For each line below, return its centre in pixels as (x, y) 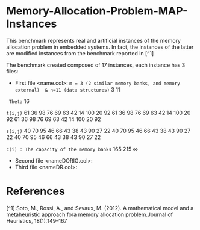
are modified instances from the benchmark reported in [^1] (80, 53)
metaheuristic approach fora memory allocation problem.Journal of (90, 214)
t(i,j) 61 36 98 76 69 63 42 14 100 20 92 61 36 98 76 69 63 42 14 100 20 (98, 113)
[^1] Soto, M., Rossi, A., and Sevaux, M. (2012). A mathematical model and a (100, 208)
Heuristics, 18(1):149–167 (37, 220)
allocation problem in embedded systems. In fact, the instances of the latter (100, 47)
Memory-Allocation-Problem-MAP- (97, 11)
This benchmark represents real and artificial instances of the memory (93, 40)
